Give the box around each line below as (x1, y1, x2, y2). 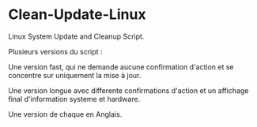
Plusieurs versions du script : (8, 47, 103, 56)
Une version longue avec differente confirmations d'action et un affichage (8, 85, 249, 95)
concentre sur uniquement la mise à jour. (8, 70, 142, 80)
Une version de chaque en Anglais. (8, 109, 123, 119)
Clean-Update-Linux (8, 6, 146, 24)
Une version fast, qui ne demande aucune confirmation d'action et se (8, 62, 234, 72)
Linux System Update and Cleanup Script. (8, 32, 145, 41)
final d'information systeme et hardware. (8, 94, 141, 103)
